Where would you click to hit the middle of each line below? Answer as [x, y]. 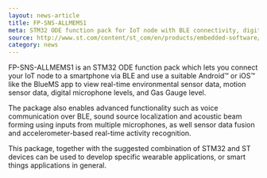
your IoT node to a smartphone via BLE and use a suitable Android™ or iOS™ [132, 76]
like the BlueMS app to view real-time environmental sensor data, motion [127, 85]
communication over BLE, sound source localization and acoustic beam [125, 116]
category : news [33, 45]
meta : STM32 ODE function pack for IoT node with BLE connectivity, [124, 30]
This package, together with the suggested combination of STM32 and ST [130, 149]
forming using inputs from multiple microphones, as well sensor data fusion [132, 125]
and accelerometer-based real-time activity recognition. [100, 133]
